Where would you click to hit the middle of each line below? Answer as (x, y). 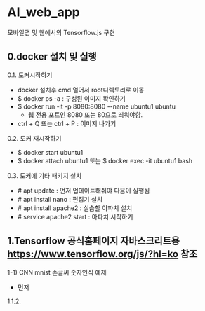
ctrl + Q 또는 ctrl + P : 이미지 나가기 (67, 123)
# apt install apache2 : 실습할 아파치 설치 (75, 208)
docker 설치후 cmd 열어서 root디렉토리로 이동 (81, 90)
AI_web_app (44, 12)
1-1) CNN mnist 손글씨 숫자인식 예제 (57, 272)
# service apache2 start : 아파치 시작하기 (75, 216)
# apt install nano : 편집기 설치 (60, 199)
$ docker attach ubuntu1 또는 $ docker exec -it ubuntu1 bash (105, 160)
